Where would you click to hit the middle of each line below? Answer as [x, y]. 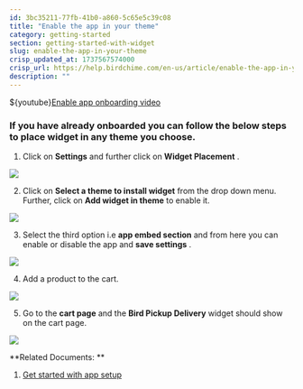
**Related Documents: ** [57, 357]
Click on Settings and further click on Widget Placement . [131, 157]
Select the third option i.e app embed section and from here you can [150, 235]
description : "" [40, 77]
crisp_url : [30, 69]
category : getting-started [60, 34]
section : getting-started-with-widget [82, 43]
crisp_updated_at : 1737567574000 [72, 60]
